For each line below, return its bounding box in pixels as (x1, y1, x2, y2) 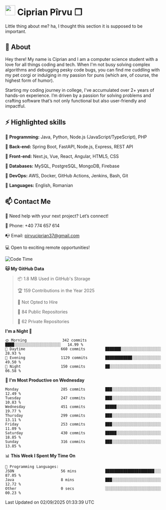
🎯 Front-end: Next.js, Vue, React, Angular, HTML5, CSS (5, 153, 119, 159)
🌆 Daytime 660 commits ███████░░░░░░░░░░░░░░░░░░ (5, 347, 162, 352)
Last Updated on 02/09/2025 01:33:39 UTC (5, 500, 94, 506)
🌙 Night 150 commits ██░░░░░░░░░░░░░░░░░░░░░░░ (5, 364, 162, 369)
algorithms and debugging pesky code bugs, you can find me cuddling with (5, 66, 160, 72)
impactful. (5, 103, 26, 109)
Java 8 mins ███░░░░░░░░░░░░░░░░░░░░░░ (5, 478, 162, 483)
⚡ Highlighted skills (5, 118, 66, 127)
